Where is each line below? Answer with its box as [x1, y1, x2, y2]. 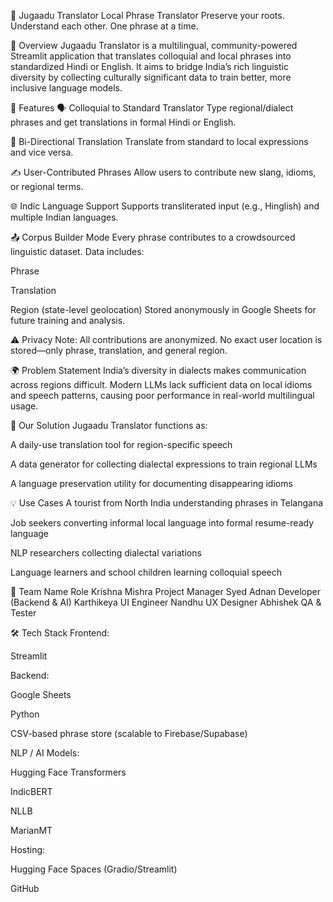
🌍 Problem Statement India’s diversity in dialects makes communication [10, 365, 307, 376]
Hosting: [10, 844, 46, 855]
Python [10, 708, 40, 720]
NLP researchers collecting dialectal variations [10, 547, 202, 559]
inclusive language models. [10, 82, 123, 94]
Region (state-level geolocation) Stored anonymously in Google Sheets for [10, 304, 317, 315]
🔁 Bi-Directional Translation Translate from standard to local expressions [10, 136, 309, 147]
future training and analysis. [10, 315, 126, 326]
